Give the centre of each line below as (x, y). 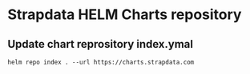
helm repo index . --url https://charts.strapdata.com (101, 62)
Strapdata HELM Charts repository (125, 15)
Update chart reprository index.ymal (101, 44)
